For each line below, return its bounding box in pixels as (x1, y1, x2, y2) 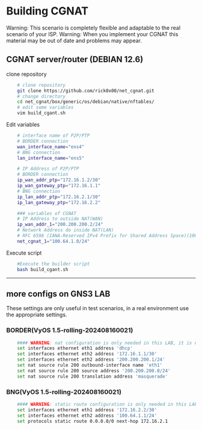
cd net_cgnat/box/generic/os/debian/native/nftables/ (17, 99, 155, 105)
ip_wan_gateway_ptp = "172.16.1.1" (17, 182, 101, 189)
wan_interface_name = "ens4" (17, 143, 85, 150)
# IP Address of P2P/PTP (17, 166, 79, 172)
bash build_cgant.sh (17, 266, 69, 272)
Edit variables (6, 121, 40, 128)
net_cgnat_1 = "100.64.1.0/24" (17, 238, 90, 245)
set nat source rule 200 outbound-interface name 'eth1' (17, 363, 163, 369)
